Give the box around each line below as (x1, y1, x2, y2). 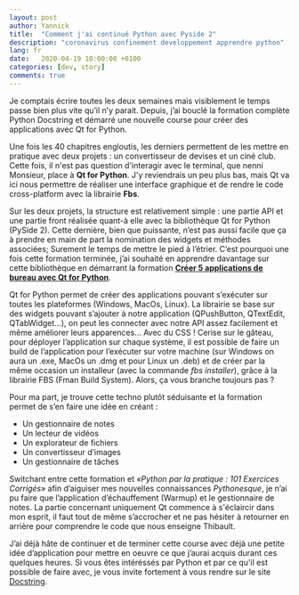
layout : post (9, 12, 58, 22)
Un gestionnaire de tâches (21, 456, 119, 467)
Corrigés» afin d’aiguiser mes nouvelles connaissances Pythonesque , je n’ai (9, 483, 287, 493)
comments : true (9, 71, 66, 80)
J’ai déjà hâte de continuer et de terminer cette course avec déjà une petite (9, 538, 285, 549)
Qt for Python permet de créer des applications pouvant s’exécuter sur (9, 289, 269, 299)
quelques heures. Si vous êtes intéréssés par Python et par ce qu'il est (9, 557, 269, 567)
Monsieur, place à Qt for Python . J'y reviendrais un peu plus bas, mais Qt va (9, 169, 290, 180)
